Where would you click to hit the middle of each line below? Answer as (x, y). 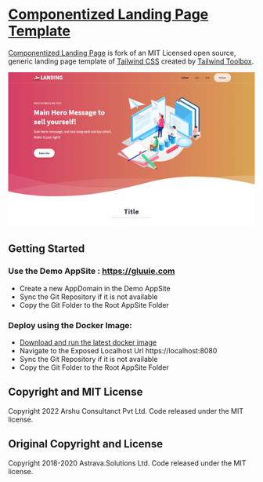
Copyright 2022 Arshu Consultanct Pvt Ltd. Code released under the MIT (126, 411)
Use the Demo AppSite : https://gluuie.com (92, 271)
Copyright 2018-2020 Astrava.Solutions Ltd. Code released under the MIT (127, 463)
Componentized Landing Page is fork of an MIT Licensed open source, (122, 53)
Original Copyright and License (85, 444)
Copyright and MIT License (76, 392)
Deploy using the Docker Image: (70, 325)
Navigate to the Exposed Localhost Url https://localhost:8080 (118, 350)
